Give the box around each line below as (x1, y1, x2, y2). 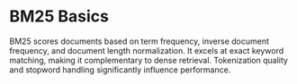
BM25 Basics (9, 6, 110, 27)
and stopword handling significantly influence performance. (9, 64, 231, 75)
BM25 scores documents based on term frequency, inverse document (9, 36, 270, 46)
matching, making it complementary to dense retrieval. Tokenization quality (9, 55, 288, 65)
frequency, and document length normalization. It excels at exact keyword (9, 45, 284, 55)
